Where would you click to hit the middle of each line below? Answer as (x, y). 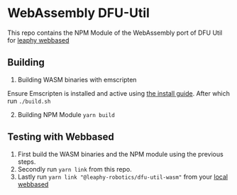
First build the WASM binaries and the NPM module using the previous (120, 154)
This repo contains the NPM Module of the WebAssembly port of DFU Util (115, 33)
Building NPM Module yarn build (66, 114)
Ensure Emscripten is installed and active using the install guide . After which (119, 93)
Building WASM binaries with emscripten (77, 79)
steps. (27, 162)
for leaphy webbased (38, 40)
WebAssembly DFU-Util (79, 13)
